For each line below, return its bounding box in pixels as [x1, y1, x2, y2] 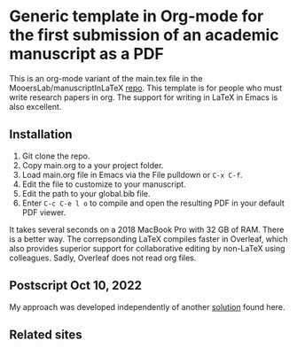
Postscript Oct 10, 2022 [9, 278, 142, 293]
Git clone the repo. [21, 151, 90, 161]
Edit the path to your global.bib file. [21, 188, 151, 198]
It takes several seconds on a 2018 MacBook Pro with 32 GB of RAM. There [9, 224, 285, 235]
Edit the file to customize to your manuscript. [21, 179, 186, 189]
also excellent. [9, 101, 62, 112]
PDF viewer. [21, 206, 66, 218]
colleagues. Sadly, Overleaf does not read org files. [9, 252, 197, 263]
